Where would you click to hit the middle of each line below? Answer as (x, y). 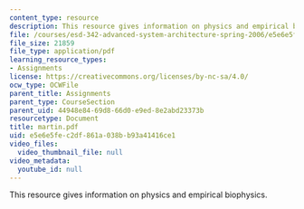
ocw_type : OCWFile (44, 85)
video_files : (34, 144)
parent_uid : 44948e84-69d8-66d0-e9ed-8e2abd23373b (107, 110)
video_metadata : (40, 161)
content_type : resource (54, 18)
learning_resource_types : (58, 60)
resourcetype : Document (54, 119)
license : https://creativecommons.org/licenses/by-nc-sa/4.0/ (129, 77)
